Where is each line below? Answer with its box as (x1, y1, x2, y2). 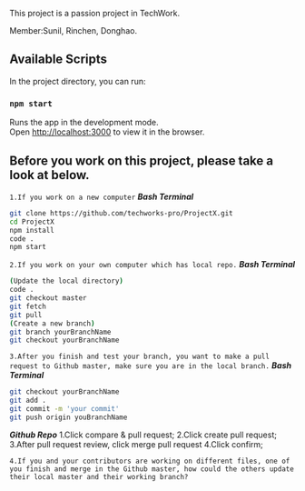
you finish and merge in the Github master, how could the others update (9, 464, 295, 474)
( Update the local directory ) (9, 276, 124, 286)
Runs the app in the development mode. (9, 117, 159, 128)
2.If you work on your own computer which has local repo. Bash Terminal (9, 259, 296, 270)
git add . (9, 396, 47, 406)
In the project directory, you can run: (9, 75, 146, 86)
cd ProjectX (9, 217, 54, 226)
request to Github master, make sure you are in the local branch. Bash (9, 360, 292, 371)
